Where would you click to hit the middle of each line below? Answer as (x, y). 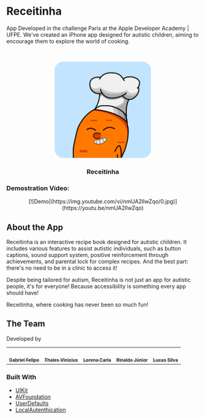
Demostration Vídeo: (38, 188)
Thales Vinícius (61, 360)
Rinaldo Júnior (132, 360)
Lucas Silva (166, 360)
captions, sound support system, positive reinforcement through (88, 254)
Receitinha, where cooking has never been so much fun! (77, 305)
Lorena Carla (97, 360)
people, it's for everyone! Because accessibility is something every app (96, 286)
